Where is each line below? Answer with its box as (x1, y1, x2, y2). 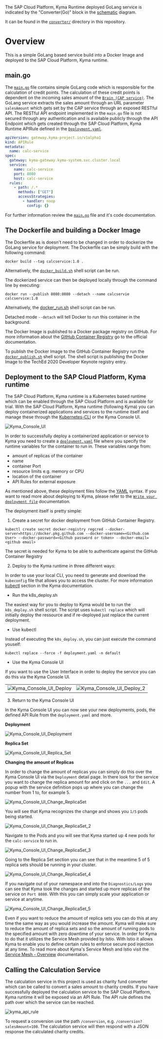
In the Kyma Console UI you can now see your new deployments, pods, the (5, 707, 156, 713)
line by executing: (5, 282, 40, 288)
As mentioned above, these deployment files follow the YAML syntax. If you (5, 488, 157, 494)
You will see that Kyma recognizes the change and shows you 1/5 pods (5, 809, 148, 815)
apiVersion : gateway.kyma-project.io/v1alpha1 (5, 135, 101, 140)
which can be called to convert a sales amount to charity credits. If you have (5, 984, 158, 990)
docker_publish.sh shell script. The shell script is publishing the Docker (5, 353, 148, 359)
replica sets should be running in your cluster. (5, 862, 97, 868)
